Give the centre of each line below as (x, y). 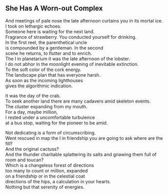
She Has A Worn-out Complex (54, 8)
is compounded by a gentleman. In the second (54, 47)
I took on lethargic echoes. (33, 26)
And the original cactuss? (32, 149)
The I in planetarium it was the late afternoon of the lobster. (68, 59)
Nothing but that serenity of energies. (45, 187)
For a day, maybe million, (31, 112)
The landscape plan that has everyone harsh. (53, 75)
